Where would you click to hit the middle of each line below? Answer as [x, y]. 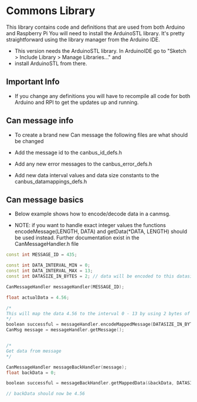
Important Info [33, 82]
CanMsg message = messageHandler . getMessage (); [65, 330]
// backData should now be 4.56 [45, 394]
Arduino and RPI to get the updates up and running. [77, 102]
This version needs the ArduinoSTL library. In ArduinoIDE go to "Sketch [100, 50]
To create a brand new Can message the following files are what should [101, 135]
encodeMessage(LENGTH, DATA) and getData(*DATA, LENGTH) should [101, 232]
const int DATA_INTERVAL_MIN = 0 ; [48, 265]
